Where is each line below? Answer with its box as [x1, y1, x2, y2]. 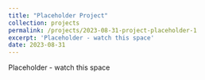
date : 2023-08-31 [8, 41, 66, 49]
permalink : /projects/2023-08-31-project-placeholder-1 [8, 26, 197, 34]
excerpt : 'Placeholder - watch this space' [8, 33, 155, 42]
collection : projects [8, 19, 80, 27]
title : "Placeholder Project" [8, 11, 109, 20]
